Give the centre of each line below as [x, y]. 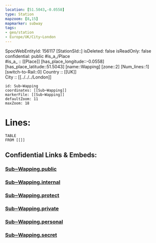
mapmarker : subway [24, 23]
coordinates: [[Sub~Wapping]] [36, 90]
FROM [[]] [15, 140]
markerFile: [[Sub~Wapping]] [35, 94]
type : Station [20, 14]
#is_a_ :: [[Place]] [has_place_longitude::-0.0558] [55, 61]
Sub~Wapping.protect [32, 195]
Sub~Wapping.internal [33, 182]
